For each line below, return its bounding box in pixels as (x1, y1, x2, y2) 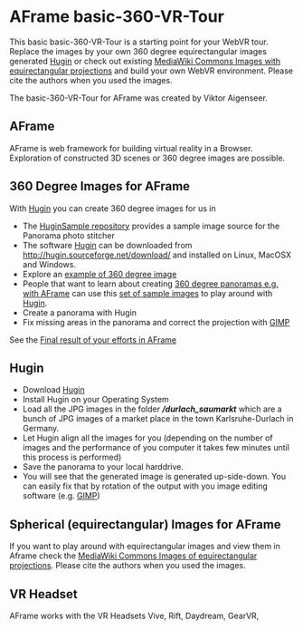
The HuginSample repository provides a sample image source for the (22, 220, 280, 231)
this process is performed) (22, 451, 122, 463)
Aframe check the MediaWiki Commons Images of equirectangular (9, 550, 258, 561)
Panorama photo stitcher (22, 229, 115, 241)
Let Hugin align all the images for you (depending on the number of (22, 432, 273, 443)
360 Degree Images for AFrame (9, 179, 191, 194)
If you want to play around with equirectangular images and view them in (9, 541, 280, 552)
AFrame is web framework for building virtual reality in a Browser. (9, 142, 253, 153)
